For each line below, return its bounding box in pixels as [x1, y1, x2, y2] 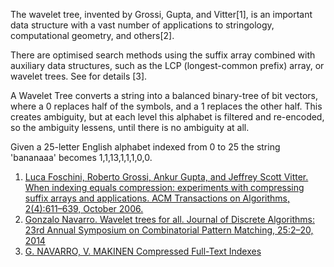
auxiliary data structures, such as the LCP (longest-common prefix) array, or [10, 60, 325, 71]
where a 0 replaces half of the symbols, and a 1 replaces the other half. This [10, 100, 323, 112]
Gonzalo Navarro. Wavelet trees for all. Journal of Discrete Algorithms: [24, 214, 315, 225]
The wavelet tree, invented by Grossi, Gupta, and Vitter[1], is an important [10, 9, 313, 20]
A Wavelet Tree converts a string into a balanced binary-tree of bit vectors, [10, 90, 319, 101]
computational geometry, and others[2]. [10, 30, 175, 41]
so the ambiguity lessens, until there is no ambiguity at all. [10, 122, 250, 133]
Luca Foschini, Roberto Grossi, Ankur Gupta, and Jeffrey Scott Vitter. [24, 171, 309, 183]
